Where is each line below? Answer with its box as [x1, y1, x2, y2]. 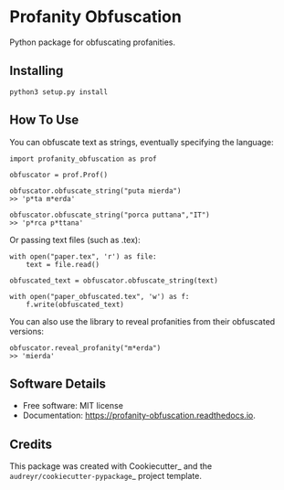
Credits [9, 436, 53, 452]
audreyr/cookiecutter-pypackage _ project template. [9, 471, 203, 482]
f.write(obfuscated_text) [26, 300, 125, 309]
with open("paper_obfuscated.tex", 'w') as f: [9, 292, 190, 301]
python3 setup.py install [9, 87, 108, 97]
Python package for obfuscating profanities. [9, 37, 176, 48]
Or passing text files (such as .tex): [9, 234, 141, 245]
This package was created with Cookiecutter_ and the [9, 461, 213, 472]
